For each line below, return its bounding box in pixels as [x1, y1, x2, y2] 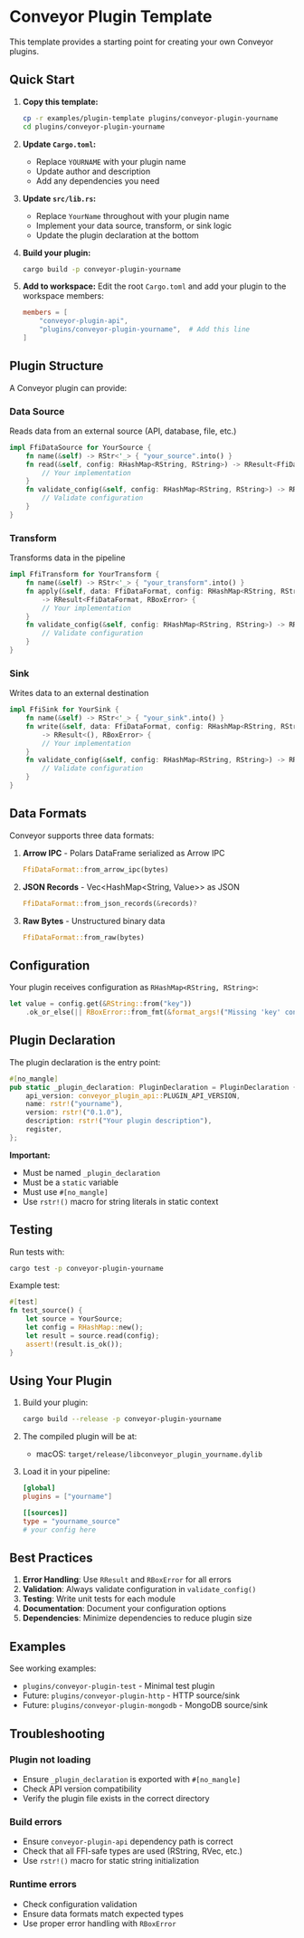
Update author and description [35, 166, 151, 177]
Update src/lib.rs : [22, 193, 97, 204]
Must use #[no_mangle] [22, 1186, 109, 1197]
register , [25, 1125, 63, 1134]
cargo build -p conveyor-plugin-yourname [22, 264, 182, 273]
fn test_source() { [9, 1306, 83, 1315]
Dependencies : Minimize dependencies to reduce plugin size [22, 1613, 252, 1624]
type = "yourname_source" [22, 1516, 120, 1526]
